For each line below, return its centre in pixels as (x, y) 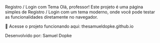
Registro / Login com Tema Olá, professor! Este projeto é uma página (74, 7)
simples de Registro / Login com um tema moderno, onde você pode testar (80, 12)
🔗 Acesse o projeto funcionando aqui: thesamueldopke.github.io (69, 26)
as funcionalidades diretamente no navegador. (52, 17)
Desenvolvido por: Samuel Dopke (38, 36)
